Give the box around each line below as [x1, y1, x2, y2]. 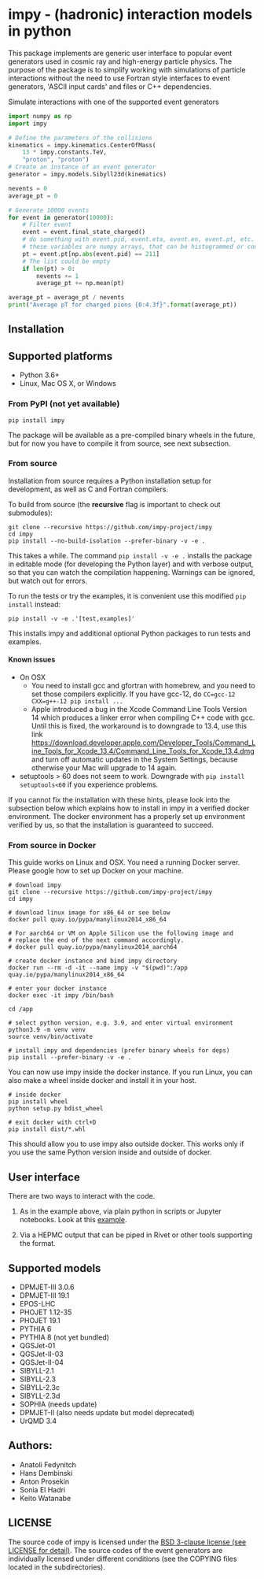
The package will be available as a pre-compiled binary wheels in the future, [8, 430, 255, 439]
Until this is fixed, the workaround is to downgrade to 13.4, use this [31, 721, 247, 731]
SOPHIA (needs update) [19, 1399, 97, 1409]
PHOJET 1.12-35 [19, 1307, 72, 1317]
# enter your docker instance [8, 984, 108, 993]
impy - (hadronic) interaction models [8, 6, 253, 24]
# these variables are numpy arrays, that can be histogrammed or [22, 243, 244, 251]
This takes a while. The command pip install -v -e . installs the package [8, 550, 253, 560]
